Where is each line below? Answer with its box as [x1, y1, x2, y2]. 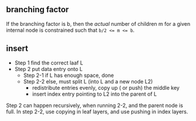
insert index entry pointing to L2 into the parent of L [32, 90, 157, 98]
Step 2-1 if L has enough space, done [23, 72, 114, 79]
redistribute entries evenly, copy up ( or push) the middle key [32, 84, 180, 91]
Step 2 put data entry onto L [14, 65, 83, 72]
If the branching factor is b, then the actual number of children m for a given [6, 20, 191, 27]
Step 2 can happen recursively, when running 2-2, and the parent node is [6, 102, 184, 109]
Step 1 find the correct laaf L [14, 59, 83, 66]
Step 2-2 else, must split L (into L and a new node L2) [23, 78, 153, 85]
